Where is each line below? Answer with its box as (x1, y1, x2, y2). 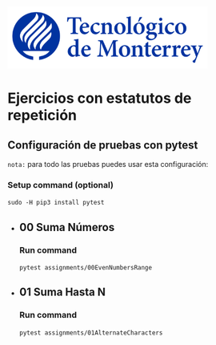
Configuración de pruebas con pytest (7, 138, 198, 152)
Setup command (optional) (7, 179, 114, 190)
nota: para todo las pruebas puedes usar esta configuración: (7, 160, 209, 168)
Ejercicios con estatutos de (7, 89, 192, 108)
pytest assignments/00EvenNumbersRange (18, 263, 153, 271)
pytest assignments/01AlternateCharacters (18, 328, 163, 337)
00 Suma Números (18, 220, 115, 234)
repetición (7, 107, 78, 124)
